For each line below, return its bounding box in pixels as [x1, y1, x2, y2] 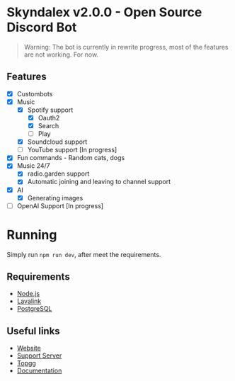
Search [38, 122, 59, 130]
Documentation [16, 366, 62, 375]
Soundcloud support [27, 137, 88, 146]
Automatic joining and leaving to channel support [27, 178, 171, 186]
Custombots [16, 89, 53, 98]
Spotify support [27, 106, 74, 114]
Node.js [16, 290, 40, 298]
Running [6, 227, 57, 243]
